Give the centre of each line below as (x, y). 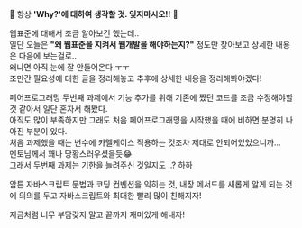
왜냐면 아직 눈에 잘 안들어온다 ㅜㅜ (69, 67)
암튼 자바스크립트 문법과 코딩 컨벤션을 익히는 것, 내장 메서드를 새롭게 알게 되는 (146, 184)
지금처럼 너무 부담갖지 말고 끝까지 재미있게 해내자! (97, 214)
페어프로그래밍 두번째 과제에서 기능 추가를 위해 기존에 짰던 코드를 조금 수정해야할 (151, 97)
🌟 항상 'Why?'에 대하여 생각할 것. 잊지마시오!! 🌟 (94, 14)
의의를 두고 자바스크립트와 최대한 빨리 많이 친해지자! (110, 196)
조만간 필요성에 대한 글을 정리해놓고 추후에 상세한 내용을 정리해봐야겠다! (136, 78)
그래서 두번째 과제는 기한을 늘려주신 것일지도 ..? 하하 (101, 165)
